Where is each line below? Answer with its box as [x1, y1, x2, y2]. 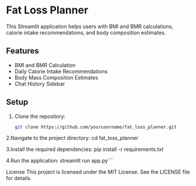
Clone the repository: [14, 112, 66, 120]
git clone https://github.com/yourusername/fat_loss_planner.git [14, 124, 177, 130]
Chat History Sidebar [14, 80, 65, 87]
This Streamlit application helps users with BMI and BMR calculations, [6, 23, 174, 30]
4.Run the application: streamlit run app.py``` [6, 157, 113, 164]
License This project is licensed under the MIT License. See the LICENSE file [6, 168, 190, 175]
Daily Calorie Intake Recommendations [14, 68, 108, 75]
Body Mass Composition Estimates [14, 74, 99, 81]
